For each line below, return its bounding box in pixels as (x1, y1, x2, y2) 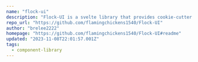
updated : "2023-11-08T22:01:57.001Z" (6, 36, 100, 42)
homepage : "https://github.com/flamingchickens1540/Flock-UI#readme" (6, 31, 182, 37)
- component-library (11, 47, 62, 53)
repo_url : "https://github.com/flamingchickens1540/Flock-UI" (6, 19, 163, 25)
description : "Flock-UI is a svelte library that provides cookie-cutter (6, 14, 193, 20)
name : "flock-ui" (6, 8, 49, 15)
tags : (6, 42, 20, 48)
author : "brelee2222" (6, 25, 60, 31)
